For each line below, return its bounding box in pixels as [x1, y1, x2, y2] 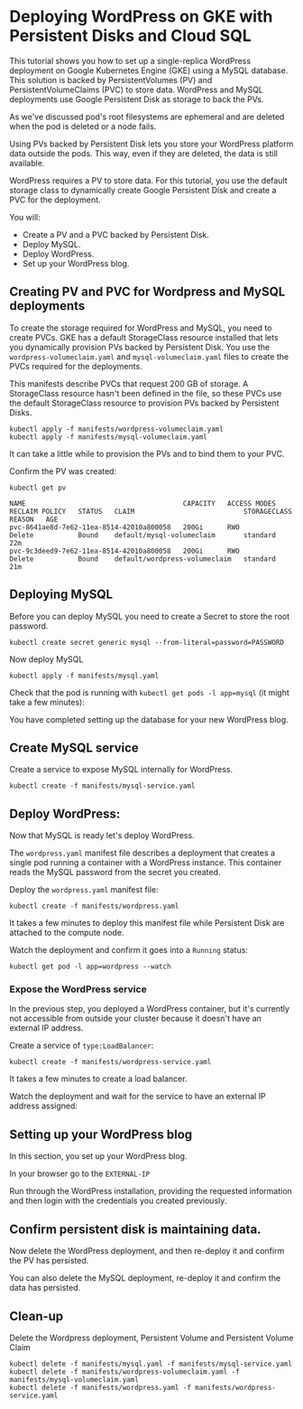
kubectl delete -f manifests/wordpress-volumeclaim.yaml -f [9, 1367, 241, 1376]
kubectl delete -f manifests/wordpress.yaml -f [9, 1383, 192, 1392]
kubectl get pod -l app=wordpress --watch [9, 962, 171, 972]
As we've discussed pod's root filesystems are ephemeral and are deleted [9, 111, 285, 122]
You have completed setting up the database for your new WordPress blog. [9, 714, 289, 724]
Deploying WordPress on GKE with [9, 6, 273, 27]
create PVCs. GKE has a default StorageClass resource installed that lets [9, 331, 279, 342]
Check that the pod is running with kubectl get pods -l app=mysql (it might [9, 686, 290, 697]
